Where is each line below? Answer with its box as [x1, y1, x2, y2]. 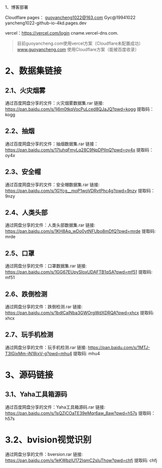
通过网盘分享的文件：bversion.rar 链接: [5, 451, 83, 457]
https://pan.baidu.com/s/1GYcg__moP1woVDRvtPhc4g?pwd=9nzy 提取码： [5, 187, 155, 193]
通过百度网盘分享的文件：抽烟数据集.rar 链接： [5, 141, 99, 147]
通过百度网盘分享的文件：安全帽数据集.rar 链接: [5, 182, 100, 187]
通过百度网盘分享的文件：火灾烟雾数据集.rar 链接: [5, 100, 104, 106]
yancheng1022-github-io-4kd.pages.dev [5, 20, 87, 26]
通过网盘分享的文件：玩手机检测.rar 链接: [5, 344, 87, 350]
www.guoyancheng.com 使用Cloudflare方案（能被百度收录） [17, 47, 140, 52]
